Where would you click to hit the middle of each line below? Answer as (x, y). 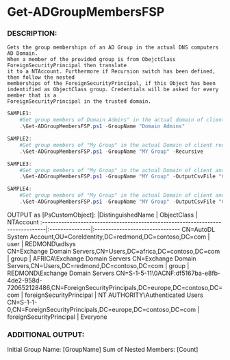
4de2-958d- (25, 280)
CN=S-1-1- (22, 302)
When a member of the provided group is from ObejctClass (91, 60)
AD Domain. (23, 53)
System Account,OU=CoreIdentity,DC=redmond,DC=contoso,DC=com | (108, 237)
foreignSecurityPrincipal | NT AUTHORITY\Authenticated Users (114, 295)
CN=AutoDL (198, 229)
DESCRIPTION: (32, 34)
